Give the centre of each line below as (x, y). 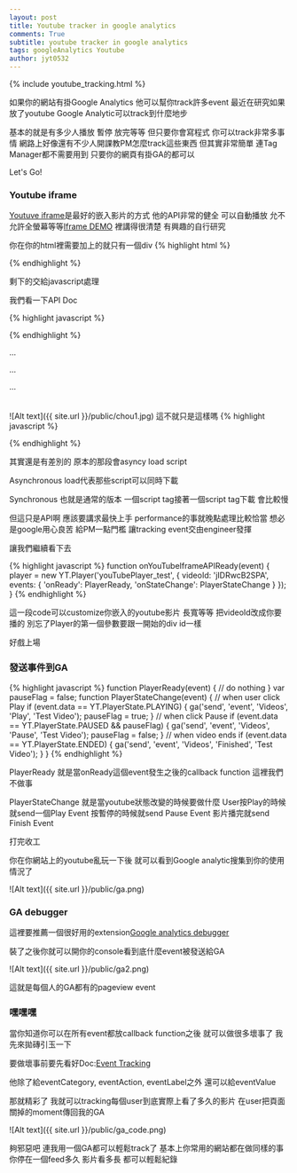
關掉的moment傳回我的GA (57, 1112)
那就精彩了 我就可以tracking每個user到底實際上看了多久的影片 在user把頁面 (147, 1101)
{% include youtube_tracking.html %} (78, 84)
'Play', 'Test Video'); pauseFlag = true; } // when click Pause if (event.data (144, 716)
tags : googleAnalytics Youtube (67, 51)
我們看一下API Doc (43, 300)
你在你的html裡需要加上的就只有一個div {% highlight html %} (120, 246)
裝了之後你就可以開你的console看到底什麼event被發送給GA (117, 951)
